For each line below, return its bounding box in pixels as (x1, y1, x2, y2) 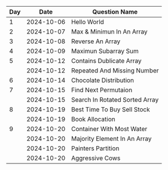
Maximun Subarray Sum (71, 47, 139, 55)
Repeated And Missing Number (71, 66, 160, 74)
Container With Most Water (71, 125, 148, 133)
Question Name (92, 8, 138, 16)
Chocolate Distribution (71, 76, 135, 84)
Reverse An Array (71, 37, 121, 45)
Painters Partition (71, 144, 120, 152)
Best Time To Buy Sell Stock (71, 105, 151, 113)
